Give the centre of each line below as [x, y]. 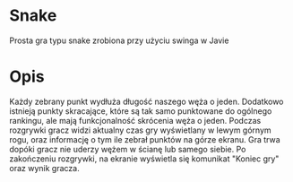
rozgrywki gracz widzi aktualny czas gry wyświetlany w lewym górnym [140, 130]
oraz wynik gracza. [44, 168]
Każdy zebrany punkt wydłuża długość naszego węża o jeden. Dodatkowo [146, 101]
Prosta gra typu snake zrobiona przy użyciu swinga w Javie [119, 40]
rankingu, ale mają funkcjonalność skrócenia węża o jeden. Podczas [135, 120]
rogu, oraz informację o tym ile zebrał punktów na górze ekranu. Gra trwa [145, 139]
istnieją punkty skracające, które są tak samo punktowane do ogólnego [141, 111]
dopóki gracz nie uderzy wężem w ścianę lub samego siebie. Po [128, 149]
